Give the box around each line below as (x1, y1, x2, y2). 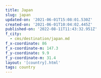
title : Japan (5, 7, 33, 13)
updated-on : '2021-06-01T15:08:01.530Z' (5, 17, 93, 22)
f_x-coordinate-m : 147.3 (5, 46, 58, 51)
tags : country (5, 65, 36, 70)
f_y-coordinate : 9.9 (5, 50, 50, 55)
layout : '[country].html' (5, 60, 60, 65)
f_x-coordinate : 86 (5, 41, 47, 46)
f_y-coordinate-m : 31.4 (5, 55, 56, 61)
